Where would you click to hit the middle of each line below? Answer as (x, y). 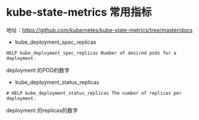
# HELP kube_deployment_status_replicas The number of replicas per (94, 93)
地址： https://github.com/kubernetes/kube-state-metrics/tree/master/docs (99, 30)
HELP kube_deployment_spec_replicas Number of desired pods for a (91, 53)
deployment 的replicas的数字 (42, 110)
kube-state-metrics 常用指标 (79, 12)
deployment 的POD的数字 (38, 70)
